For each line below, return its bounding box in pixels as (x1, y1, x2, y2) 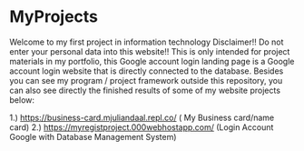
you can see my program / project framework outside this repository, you (9, 75, 283, 86)
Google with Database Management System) (9, 131, 177, 142)
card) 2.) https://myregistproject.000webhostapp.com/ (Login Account (9, 121, 274, 133)
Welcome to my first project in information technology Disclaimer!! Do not (9, 36, 284, 47)
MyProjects (9, 6, 98, 27)
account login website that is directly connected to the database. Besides (9, 65, 284, 76)
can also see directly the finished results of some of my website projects (9, 85, 281, 96)
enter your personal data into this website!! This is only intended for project (9, 45, 290, 56)
